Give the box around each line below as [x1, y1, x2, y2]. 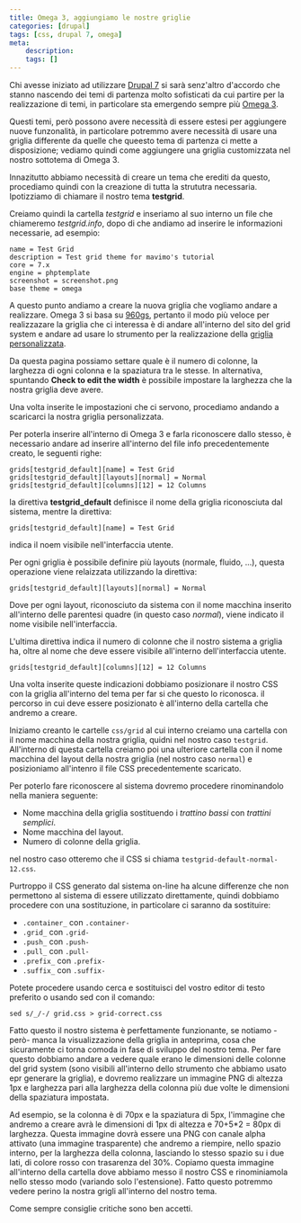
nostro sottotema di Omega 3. [9, 155, 120, 165]
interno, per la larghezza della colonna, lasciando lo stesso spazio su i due [9, 1147, 285, 1158]
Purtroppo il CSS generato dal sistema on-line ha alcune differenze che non [9, 880, 289, 891]
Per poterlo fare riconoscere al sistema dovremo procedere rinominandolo [9, 781, 285, 791]
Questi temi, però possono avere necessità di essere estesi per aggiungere [9, 116, 288, 127]
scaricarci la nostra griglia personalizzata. [9, 411, 164, 422]
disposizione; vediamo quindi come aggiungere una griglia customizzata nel [9, 145, 291, 156]
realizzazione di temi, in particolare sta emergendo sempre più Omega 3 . [9, 99, 279, 109]
